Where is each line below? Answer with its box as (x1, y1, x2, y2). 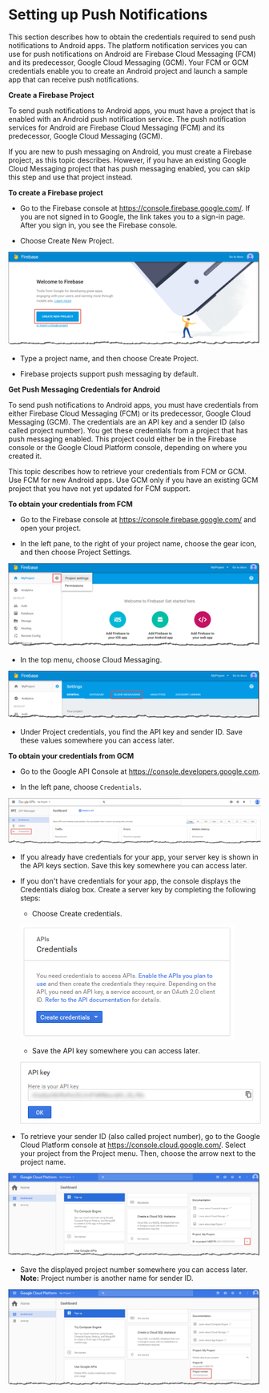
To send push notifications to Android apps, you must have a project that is (8, 106, 256, 115)
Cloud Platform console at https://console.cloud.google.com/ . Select (19, 1140, 247, 1150)
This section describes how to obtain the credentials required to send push (8, 32, 256, 42)
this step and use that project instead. (8, 172, 134, 182)
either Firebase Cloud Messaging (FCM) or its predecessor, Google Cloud (8, 409, 251, 418)
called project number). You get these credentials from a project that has (8, 425, 248, 435)
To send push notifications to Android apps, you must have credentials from (8, 400, 259, 409)
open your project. (19, 523, 82, 533)
